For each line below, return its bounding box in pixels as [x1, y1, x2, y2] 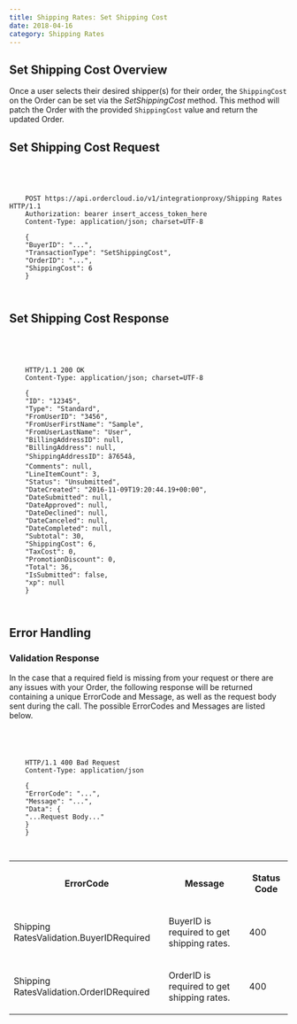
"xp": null [25, 578, 65, 587]
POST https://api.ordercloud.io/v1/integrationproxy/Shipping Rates [25, 194, 283, 203]
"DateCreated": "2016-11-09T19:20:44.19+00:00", [25, 485, 208, 494]
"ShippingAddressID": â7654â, [25, 452, 137, 461]
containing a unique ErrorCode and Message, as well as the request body [9, 691, 277, 702]
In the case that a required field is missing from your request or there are [9, 672, 274, 683]
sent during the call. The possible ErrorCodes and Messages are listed [9, 701, 265, 711]
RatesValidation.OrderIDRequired [13, 985, 150, 997]
